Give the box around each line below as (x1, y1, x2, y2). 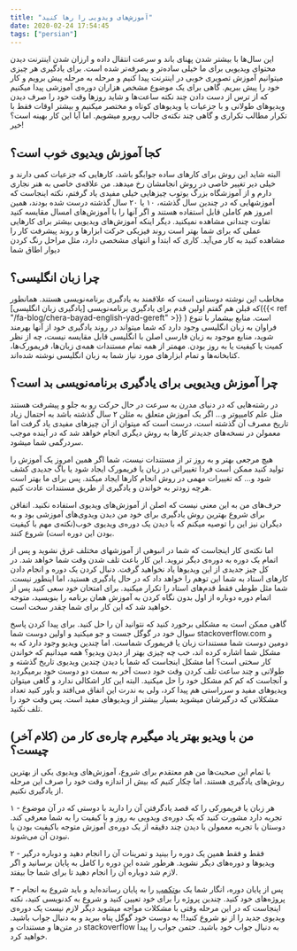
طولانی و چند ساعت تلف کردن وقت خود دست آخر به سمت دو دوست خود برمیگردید (10, 666, 286, 676)
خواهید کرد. (10, 931, 48, 941)
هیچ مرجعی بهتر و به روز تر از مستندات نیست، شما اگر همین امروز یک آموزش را (10, 454, 273, 464)
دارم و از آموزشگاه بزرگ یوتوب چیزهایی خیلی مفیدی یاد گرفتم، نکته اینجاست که (10, 188, 272, 199)
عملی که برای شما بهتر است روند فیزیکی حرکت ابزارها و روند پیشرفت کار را (10, 225, 262, 236)
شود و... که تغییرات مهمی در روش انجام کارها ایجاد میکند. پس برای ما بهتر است (10, 472, 271, 483)
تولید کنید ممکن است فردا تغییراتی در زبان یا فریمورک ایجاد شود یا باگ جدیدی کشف (10, 463, 285, 474)
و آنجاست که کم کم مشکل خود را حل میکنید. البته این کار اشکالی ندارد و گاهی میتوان (10, 674, 288, 685)
